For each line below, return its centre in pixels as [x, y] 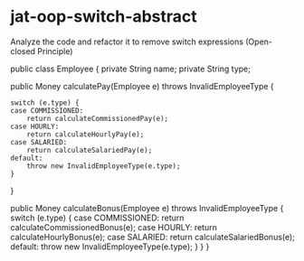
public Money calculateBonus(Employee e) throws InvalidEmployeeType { [147, 208]
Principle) [55, 51]
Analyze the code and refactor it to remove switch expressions [127, 42]
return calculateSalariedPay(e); [90, 150]
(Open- [259, 42]
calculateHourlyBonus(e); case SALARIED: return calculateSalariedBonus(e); [152, 237]
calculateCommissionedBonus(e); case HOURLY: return [114, 227]
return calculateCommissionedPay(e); [98, 118]
